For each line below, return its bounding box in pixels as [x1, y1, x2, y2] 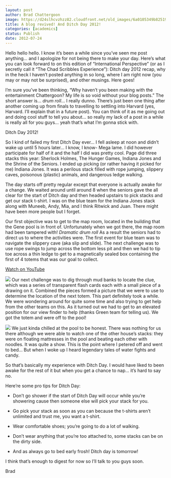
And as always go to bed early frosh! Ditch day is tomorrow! [12, 448, 138, 454]
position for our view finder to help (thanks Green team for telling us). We [5, 309, 159, 315]
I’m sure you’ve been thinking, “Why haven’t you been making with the [5, 87, 153, 93]
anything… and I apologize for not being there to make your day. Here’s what [5, 55, 166, 61]
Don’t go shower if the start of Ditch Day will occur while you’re [12, 392, 146, 399]
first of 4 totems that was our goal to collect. [5, 256, 99, 262]
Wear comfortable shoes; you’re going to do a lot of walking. [12, 423, 140, 429]
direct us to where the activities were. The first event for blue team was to [5, 234, 160, 241]
